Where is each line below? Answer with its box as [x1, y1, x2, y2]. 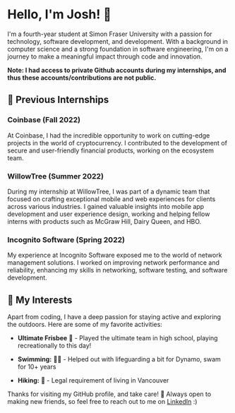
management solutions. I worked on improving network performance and [7, 258, 220, 267]
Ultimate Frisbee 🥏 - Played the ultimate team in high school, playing [17, 334, 218, 342]
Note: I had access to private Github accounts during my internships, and [7, 66, 227, 74]
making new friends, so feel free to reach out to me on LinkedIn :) [7, 397, 198, 406]
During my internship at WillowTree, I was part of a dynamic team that [7, 187, 210, 196]
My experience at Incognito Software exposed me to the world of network [7, 251, 222, 260]
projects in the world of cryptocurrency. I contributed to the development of [7, 138, 228, 147]
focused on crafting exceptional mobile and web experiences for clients [7, 194, 216, 203]
